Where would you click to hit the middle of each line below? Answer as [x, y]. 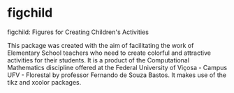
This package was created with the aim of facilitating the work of [101, 45]
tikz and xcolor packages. [44, 82]
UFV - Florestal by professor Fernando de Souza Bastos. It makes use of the [117, 75]
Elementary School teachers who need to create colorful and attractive [109, 53]
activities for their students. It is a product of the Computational [98, 60]
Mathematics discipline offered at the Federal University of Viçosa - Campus [117, 67]
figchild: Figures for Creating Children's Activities [78, 32]
